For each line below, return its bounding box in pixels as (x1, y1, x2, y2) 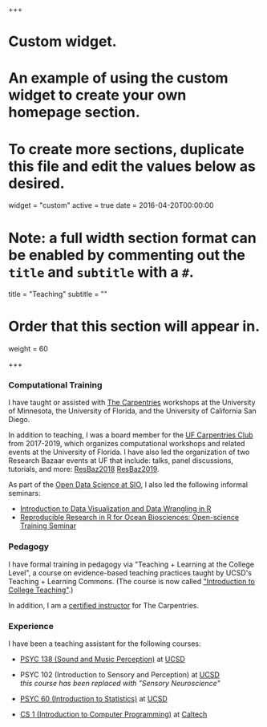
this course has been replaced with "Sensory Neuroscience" (19, 679, 220, 688)
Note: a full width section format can (8, 229, 257, 247)
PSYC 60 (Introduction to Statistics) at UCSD (19, 694, 168, 704)
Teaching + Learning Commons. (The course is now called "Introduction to (8, 576, 255, 586)
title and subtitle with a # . (8, 262, 194, 281)
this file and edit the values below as (8, 157, 257, 175)
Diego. (8, 415, 30, 424)
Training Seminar (19, 521, 77, 530)
